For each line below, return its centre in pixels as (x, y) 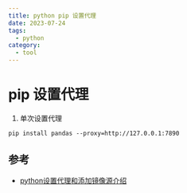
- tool (26, 53)
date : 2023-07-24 (37, 23)
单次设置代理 (41, 118)
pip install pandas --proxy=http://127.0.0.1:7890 (94, 133)
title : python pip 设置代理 (53, 16)
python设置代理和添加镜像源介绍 (73, 180)
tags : (17, 30)
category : (25, 45)
